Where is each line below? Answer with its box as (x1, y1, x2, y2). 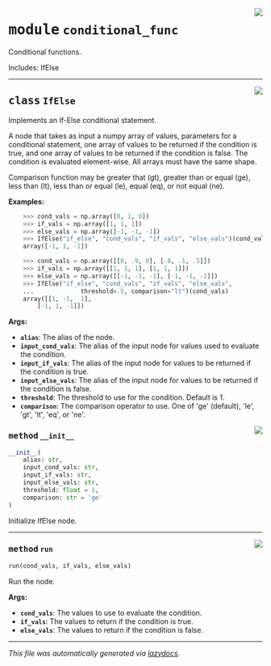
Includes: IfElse (8, 62, 60, 72)
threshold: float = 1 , (23, 486, 99, 494)
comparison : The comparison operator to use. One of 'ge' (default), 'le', (19, 401, 255, 411)
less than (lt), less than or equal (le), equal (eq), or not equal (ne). (8, 180, 225, 190)
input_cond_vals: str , (23, 464, 99, 472)
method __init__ (8, 431, 74, 441)
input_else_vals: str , (23, 478, 99, 487)
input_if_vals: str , (23, 471, 92, 479)
